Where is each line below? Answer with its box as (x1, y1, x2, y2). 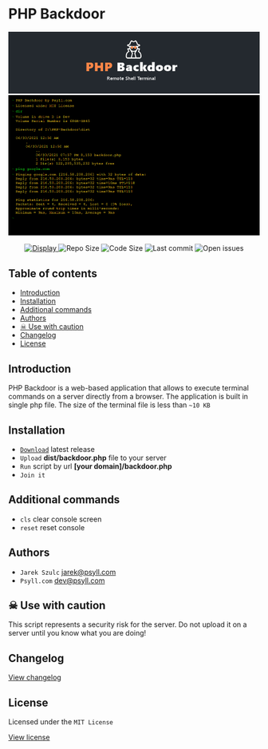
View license (8, 732, 50, 742)
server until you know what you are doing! (8, 628, 147, 638)
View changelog (8, 672, 61, 683)
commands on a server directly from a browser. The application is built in (8, 392, 249, 402)
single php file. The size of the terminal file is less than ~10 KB (8, 400, 211, 410)
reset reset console (19, 522, 85, 532)
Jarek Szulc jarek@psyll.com (19, 567, 116, 577)
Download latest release (19, 444, 96, 454)
